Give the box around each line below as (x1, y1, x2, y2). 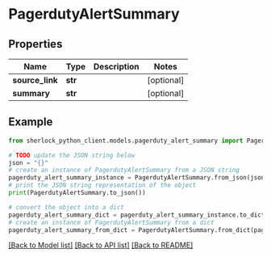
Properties (8, 37, 63, 51)
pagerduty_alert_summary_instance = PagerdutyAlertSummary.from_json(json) (8, 174, 269, 182)
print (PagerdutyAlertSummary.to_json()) (8, 189, 147, 197)
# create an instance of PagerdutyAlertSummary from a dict (8, 218, 215, 226)
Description (93, 61, 140, 72)
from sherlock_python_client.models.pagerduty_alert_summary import (8, 137, 244, 145)
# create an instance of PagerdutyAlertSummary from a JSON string (8, 166, 240, 175)
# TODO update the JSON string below (8, 151, 135, 159)
